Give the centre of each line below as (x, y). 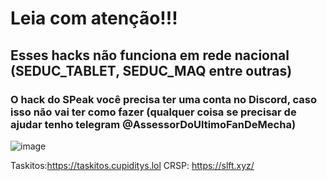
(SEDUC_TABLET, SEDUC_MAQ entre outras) (151, 70)
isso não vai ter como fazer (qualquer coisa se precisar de (153, 112)
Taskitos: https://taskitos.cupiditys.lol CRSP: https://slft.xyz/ (132, 165)
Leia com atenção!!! (94, 18)
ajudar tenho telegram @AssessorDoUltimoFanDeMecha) (153, 124)
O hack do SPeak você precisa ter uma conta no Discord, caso (163, 99)
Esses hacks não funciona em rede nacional (150, 55)
